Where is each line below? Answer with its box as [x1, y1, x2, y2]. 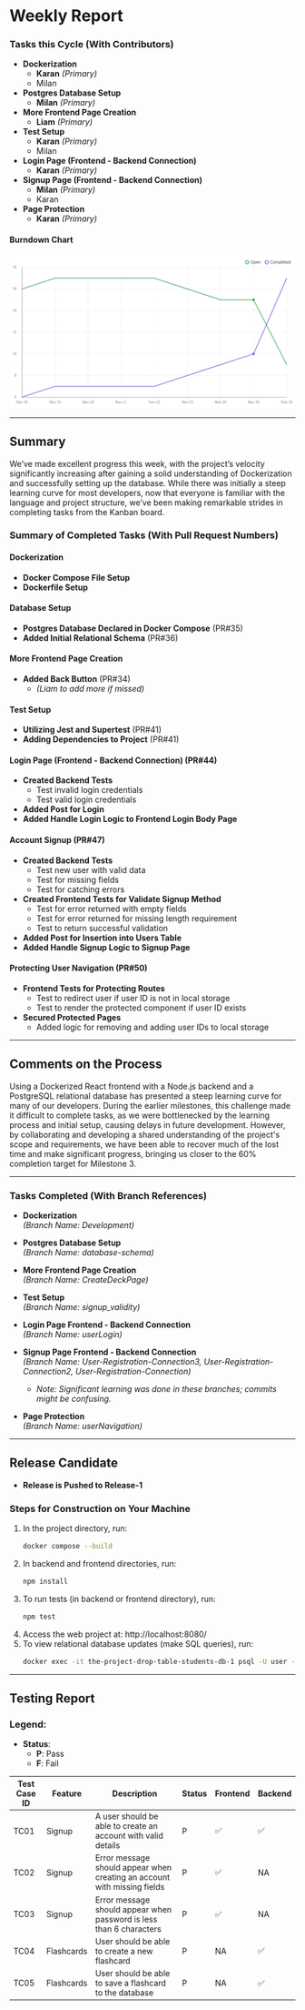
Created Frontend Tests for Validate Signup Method [22, 893, 221, 904]
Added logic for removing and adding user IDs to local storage [35, 1021, 270, 1032]
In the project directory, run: [22, 1523, 128, 1534]
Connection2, [22, 1365, 74, 1376]
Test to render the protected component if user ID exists [35, 1002, 247, 1013]
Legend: [9, 1718, 47, 1731]
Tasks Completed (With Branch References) [9, 1189, 207, 1202]
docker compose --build [22, 1542, 113, 1551]
